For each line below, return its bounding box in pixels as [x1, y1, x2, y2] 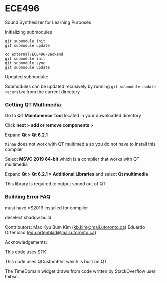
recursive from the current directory [5, 88, 80, 95]
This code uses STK [5, 249, 46, 255]
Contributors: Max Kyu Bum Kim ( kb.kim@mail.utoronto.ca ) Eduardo [5, 224, 145, 230]
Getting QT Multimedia [5, 101, 61, 108]
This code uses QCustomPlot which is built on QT [5, 258, 107, 264]
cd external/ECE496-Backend [5, 52, 64, 57]
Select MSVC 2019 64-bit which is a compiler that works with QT [5, 156, 140, 162]
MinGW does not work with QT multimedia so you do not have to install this [5, 141, 156, 147]
